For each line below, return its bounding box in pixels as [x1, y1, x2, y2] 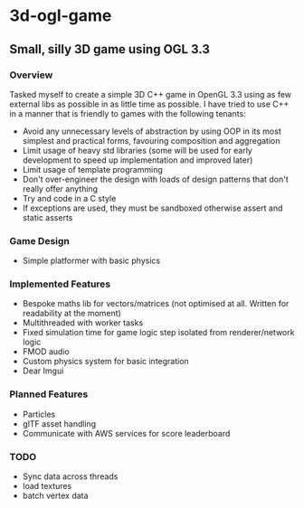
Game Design [9, 234, 71, 247]
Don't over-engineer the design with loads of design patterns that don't [22, 174, 290, 184]
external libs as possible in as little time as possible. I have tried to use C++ [9, 99, 290, 109]
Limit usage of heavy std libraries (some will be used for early [22, 145, 253, 155]
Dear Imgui [22, 365, 64, 376]
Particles [22, 409, 56, 419]
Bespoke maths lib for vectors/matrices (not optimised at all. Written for [22, 298, 290, 309]
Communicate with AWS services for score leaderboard [22, 428, 231, 438]
